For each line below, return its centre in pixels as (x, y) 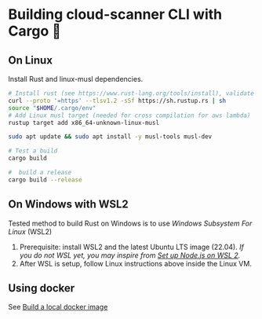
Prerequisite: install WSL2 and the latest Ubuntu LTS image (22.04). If (132, 247)
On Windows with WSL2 (69, 205)
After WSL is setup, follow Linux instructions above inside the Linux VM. (136, 263)
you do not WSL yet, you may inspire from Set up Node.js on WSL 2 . (130, 255)
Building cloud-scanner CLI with (115, 15)
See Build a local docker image (58, 307)
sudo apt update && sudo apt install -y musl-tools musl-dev (110, 137)
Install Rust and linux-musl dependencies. (76, 79)
